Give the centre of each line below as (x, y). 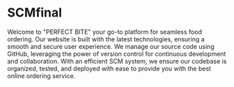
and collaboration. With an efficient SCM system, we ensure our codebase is (117, 61)
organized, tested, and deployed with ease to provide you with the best (109, 68)
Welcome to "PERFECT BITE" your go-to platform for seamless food (104, 32)
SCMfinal (35, 13)
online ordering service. (41, 76)
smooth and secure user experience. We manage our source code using (111, 46)
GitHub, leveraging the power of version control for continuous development (117, 54)
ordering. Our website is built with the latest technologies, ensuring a (106, 39)
